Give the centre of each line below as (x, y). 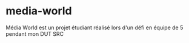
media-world (39, 11)
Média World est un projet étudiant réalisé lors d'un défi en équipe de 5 (94, 27)
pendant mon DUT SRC (35, 33)
